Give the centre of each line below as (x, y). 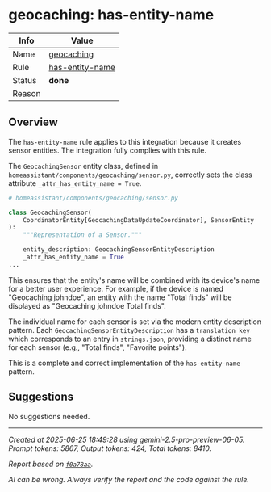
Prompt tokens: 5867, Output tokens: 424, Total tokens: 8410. (110, 448)
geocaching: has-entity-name (111, 15)
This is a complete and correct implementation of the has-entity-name (124, 363)
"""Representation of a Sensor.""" (83, 235)
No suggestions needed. (49, 416)
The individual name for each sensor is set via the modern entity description (135, 322)
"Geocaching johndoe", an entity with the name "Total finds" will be (120, 297)
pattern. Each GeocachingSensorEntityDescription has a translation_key (129, 330)
